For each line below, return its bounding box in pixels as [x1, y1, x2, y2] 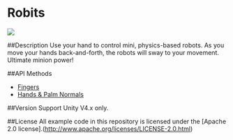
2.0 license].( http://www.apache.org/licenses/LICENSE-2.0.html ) [7, 124, 193, 133]
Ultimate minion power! [7, 56, 74, 64]
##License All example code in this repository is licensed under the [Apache [7, 117, 227, 125]
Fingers [17, 82, 40, 91]
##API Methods [7, 69, 52, 77]
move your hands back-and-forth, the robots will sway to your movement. [7, 48, 220, 56]
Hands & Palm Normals [17, 90, 84, 98]
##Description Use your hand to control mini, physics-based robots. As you [7, 40, 225, 49]
